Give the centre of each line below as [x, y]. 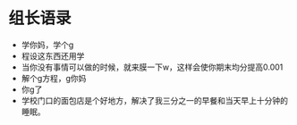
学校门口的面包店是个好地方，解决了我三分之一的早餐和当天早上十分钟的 [154, 100]
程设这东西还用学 [53, 55]
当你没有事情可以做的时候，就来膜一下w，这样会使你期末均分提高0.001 [152, 67]
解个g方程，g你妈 [54, 78]
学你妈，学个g [47, 45]
